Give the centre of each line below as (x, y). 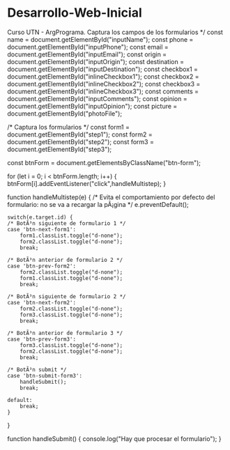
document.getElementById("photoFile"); (65, 114)
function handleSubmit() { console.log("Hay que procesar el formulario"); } (114, 439)
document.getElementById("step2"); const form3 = (81, 141)
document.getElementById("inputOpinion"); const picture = (92, 106)
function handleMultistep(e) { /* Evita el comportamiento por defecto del (111, 197)
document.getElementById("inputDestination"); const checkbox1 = (103, 69)
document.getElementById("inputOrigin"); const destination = (96, 61)
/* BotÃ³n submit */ (37, 370)
